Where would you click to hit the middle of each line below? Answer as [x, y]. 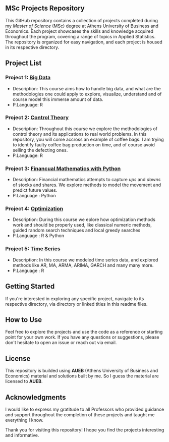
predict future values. [35, 190]
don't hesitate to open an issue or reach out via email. [61, 343]
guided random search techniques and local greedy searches [76, 230]
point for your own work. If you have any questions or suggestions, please [82, 337]
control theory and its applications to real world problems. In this [79, 134]
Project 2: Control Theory [37, 118]
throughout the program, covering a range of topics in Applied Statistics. [80, 36]
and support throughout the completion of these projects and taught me [80, 415]
